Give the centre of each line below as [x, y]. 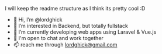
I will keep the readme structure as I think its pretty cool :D [75, 8]
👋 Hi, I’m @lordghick [38, 19]
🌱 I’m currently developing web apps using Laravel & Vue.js [85, 32]
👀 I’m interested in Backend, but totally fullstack [71, 26]
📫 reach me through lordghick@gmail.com [65, 45]
